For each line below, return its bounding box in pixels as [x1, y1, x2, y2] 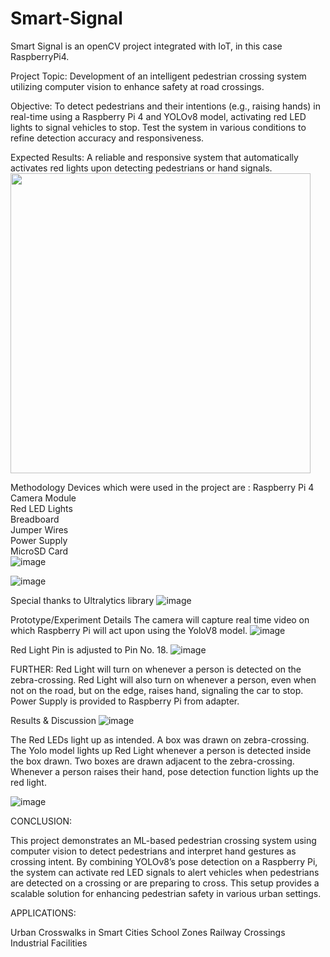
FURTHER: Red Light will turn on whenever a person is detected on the [10, 663, 302, 675]
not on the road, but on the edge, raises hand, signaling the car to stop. [10, 684, 304, 696]
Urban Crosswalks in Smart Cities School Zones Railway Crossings [10, 926, 286, 938]
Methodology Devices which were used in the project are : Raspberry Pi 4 [10, 481, 315, 493]
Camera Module [10, 492, 77, 504]
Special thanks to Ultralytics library [10, 594, 155, 606]
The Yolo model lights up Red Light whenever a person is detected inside [10, 744, 312, 756]
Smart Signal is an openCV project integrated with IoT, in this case [10, 40, 283, 52]
